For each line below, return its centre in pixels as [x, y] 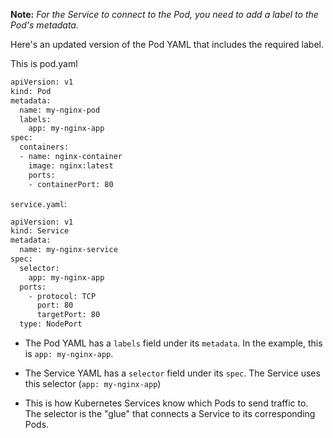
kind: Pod [31, 91]
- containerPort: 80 [71, 184]
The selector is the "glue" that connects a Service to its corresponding [170, 413]
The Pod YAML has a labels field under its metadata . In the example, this [173, 343]
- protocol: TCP [62, 296]
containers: [44, 147]
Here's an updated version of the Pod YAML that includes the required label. [167, 44]
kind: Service [40, 231]
